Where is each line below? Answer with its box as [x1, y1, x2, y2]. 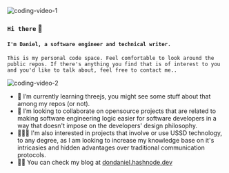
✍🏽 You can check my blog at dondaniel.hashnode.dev [17, 159, 173, 167]
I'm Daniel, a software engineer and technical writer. [7, 41, 171, 48]
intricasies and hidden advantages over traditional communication [17, 143, 206, 152]
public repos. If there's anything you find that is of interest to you [7, 61, 221, 68]
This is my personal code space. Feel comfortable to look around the [7, 55, 215, 62]
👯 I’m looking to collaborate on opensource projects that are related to [17, 107, 216, 115]
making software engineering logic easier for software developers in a [17, 114, 217, 123]
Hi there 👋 [7, 23, 43, 33]
